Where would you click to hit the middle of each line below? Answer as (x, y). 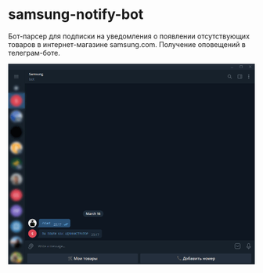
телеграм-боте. (34, 53)
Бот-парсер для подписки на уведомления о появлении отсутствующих (129, 36)
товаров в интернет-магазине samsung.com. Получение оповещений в (127, 44)
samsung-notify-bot (76, 15)
